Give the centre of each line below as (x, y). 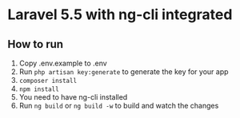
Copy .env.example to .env (63, 63)
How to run (36, 44)
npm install (39, 89)
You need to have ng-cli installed (73, 97)
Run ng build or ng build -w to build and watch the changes (119, 106)
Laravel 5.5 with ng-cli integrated (120, 15)
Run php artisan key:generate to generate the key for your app (124, 72)
